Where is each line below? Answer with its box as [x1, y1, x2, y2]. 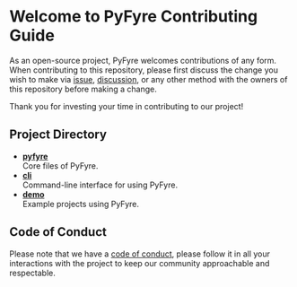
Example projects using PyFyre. [22, 198, 139, 209]
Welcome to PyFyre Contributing [9, 6, 258, 27]
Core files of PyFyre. [22, 160, 99, 171]
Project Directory [9, 127, 108, 143]
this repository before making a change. [9, 83, 157, 94]
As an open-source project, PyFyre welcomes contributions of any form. [9, 55, 276, 65]
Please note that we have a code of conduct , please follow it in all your [9, 248, 271, 259]
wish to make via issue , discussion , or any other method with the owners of [9, 74, 288, 84]
